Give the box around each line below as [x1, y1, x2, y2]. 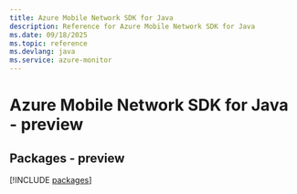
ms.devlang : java [9, 47, 76, 56]
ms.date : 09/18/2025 [9, 30, 89, 39]
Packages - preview [9, 150, 125, 166]
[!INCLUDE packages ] [9, 175, 92, 185]
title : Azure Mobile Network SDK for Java [9, 13, 174, 23]
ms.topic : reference [9, 38, 89, 48]
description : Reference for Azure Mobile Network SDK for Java [9, 22, 256, 31]
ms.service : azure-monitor [9, 56, 112, 65]
